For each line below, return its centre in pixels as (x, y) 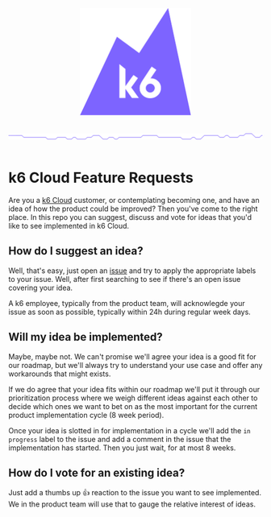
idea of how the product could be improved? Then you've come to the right (133, 209)
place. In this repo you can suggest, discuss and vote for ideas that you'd (130, 217)
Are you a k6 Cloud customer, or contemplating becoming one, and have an (134, 200)
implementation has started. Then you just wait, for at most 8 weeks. (122, 448)
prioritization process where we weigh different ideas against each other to (133, 398)
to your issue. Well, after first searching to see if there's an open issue (125, 279)
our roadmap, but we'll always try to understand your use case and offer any (135, 365)
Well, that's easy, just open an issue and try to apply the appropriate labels (132, 271)
